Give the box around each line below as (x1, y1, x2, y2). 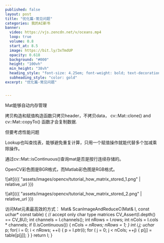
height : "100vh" (9, 61, 42, 66)
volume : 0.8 (9, 39, 34, 44)
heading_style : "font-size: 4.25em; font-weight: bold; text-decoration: (9, 71, 163, 76)
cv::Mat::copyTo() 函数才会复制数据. (5, 119, 77, 124)
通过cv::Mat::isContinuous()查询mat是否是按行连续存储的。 (5, 156, 123, 162)
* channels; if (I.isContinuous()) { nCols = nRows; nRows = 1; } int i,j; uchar (5, 222, 155, 227)
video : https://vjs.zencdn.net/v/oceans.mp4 (9, 30, 102, 35)
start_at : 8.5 (9, 43, 38, 48)
